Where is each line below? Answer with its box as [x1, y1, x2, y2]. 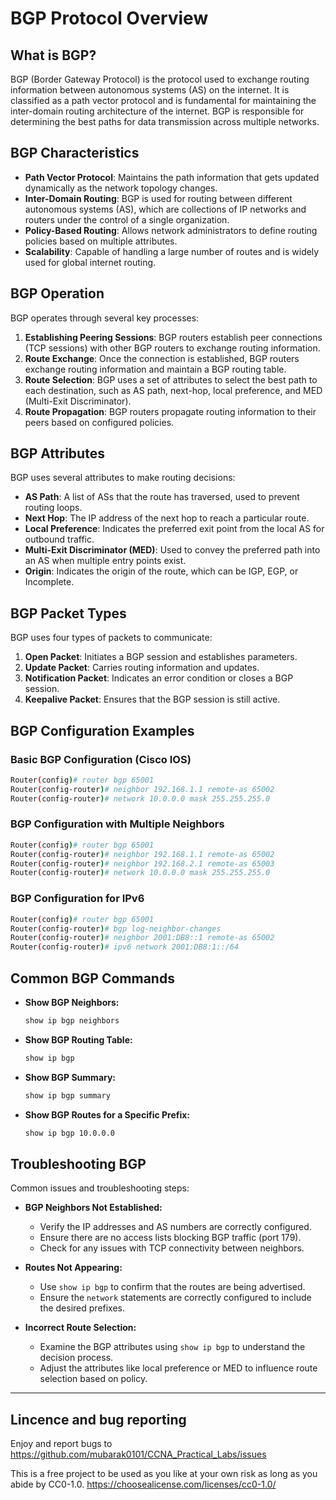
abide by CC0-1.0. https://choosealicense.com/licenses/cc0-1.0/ [10, 1478, 277, 1491]
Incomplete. [24, 576, 75, 588]
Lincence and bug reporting [10, 1411, 187, 1428]
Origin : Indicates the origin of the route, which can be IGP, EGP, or [24, 565, 299, 577]
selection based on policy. [39, 1373, 148, 1385]
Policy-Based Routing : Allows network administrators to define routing [24, 224, 318, 236]
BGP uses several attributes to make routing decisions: [10, 472, 236, 484]
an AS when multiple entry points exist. [24, 555, 187, 567]
